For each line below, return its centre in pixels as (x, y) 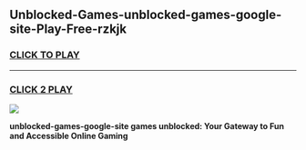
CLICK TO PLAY (45, 55)
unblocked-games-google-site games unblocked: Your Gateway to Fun (147, 125)
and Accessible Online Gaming (69, 135)
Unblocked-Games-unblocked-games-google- (146, 15)
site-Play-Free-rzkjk (68, 30)
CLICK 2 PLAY (41, 89)
